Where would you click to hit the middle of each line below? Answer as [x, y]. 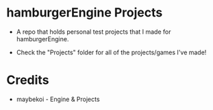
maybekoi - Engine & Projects [58, 99]
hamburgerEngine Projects [85, 13]
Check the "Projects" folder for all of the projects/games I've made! [111, 52]
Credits [28, 80]
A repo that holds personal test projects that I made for [93, 32]
